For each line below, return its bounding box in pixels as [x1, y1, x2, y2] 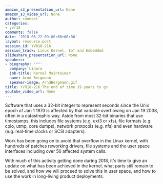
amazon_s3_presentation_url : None [5, 7, 76, 12]
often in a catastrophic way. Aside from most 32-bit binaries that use [5, 113, 143, 119]
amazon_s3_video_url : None [5, 12, 60, 17]
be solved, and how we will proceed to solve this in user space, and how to [5, 168, 156, 174]
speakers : [5, 57, 25, 62]
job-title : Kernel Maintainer [9, 71, 71, 76]
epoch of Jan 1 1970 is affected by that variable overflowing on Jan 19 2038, [5, 108, 159, 114]
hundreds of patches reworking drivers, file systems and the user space [5, 143, 150, 149]
